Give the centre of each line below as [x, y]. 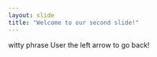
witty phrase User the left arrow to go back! [79, 45]
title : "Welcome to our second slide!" [74, 23]
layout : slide [32, 15]
